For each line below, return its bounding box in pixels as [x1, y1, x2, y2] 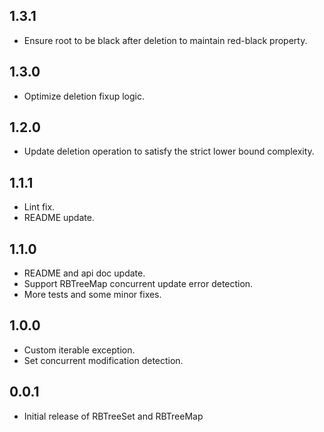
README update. [23, 212, 95, 224]
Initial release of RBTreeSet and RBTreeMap [23, 410, 204, 422]
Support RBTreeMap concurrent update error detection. [23, 278, 254, 290]
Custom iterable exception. [23, 344, 136, 356]
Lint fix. [23, 201, 56, 213]
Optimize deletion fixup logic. [23, 90, 145, 102]
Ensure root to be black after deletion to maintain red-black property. [23, 34, 308, 46]
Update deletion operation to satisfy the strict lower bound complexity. [23, 145, 315, 158]
